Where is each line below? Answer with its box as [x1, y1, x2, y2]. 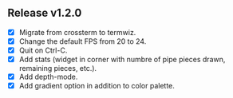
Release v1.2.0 [7, 6, 82, 20]
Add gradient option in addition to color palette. [18, 81, 175, 91]
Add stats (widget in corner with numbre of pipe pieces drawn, [18, 55, 226, 64]
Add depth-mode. [18, 72, 78, 82]
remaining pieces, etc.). [18, 64, 97, 73]
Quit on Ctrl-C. [18, 45, 68, 55]
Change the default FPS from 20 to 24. [18, 36, 147, 46]
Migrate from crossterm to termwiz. [18, 27, 136, 37]
